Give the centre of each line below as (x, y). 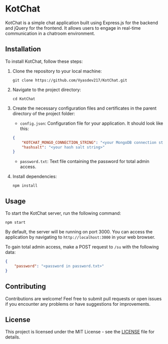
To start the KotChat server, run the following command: (63, 213)
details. (13, 337)
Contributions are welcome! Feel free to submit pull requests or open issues (83, 298)
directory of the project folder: (44, 113)
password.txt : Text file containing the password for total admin (85, 161)
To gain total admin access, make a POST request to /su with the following (82, 247)
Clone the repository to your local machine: (57, 71)
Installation (23, 49)
